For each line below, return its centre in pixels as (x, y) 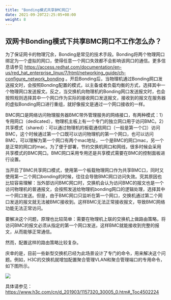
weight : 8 (16, 19)
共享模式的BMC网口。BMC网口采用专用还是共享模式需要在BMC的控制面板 (83, 153)
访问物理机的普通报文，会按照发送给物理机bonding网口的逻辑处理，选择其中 (85, 189)
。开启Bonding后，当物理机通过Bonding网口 (112, 79)
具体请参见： (19, 286)
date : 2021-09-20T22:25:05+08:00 (41, 15)
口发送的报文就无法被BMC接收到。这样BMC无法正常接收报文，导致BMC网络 (85, 202)
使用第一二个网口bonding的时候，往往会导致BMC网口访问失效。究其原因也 (84, 177)
